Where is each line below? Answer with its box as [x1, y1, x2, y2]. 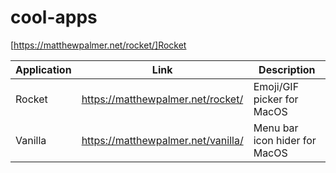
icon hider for [253, 133, 317, 147]
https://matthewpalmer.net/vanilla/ [81, 133, 244, 147]
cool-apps [10, 6, 98, 29]
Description [258, 62, 316, 76]
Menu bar [253, 121, 299, 135]
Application [15, 62, 72, 76]
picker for [253, 92, 299, 106]
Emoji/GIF [253, 79, 300, 93]
